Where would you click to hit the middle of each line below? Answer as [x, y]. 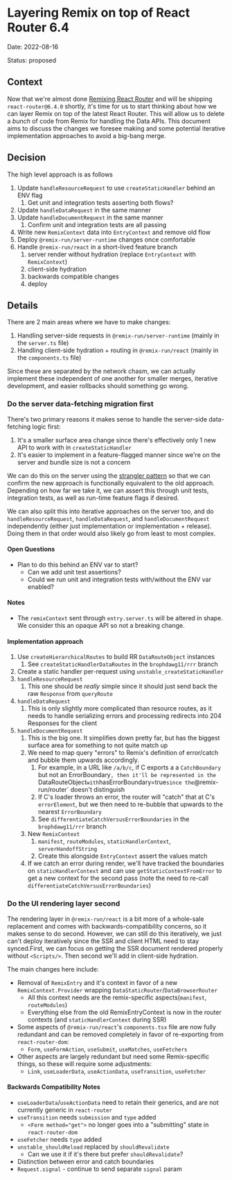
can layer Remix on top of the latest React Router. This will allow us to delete [116, 113]
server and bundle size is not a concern [74, 462]
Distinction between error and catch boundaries [86, 1161]
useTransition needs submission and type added [87, 1117]
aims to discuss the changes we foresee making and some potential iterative [116, 128]
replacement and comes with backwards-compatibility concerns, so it [107, 926]
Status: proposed [32, 60]
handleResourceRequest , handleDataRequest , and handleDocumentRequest [108, 518]
